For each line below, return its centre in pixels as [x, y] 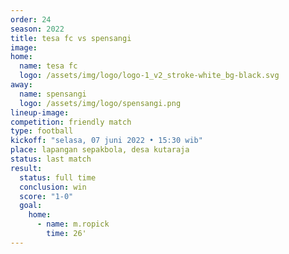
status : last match [51, 159]
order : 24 [31, 19]
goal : [31, 206]
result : [26, 168]
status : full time [58, 177]
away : [21, 85]
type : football [42, 131]
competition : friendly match [71, 122]
